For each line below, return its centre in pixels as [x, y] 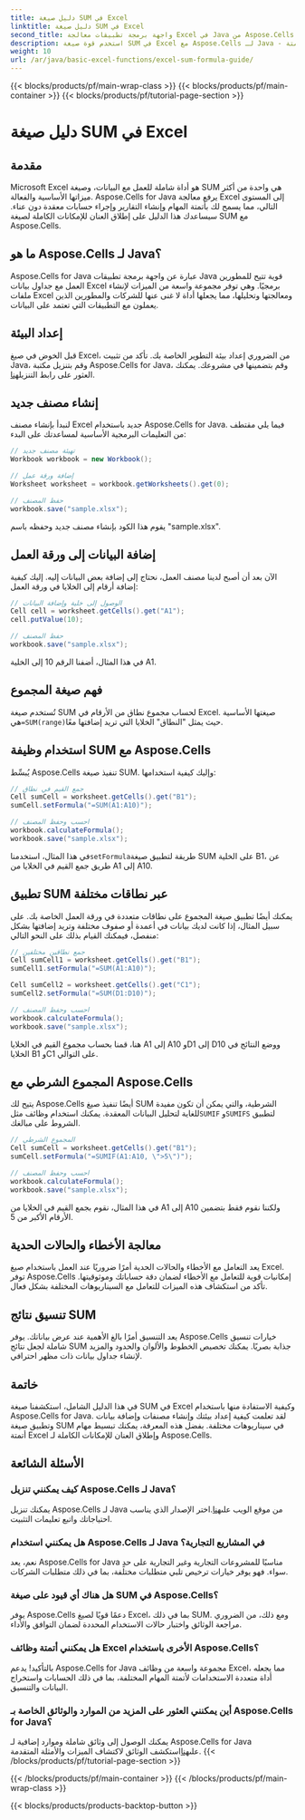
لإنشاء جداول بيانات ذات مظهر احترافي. [76, 1356]
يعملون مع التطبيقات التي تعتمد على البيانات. [85, 305]
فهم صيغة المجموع [57, 690]
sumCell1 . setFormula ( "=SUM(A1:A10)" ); [83, 969]
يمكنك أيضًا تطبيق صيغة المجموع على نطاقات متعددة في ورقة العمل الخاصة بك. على [152, 915]
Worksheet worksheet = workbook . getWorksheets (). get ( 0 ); [120, 484]
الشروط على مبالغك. [45, 1123]
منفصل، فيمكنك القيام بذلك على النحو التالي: [85, 935]
